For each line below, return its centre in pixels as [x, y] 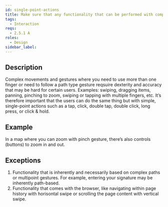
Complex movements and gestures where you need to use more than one [81, 79]
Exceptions [23, 160]
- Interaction [24, 24]
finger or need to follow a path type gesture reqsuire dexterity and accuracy [83, 85]
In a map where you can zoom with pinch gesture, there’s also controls [78, 139]
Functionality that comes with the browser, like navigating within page [84, 188]
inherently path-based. [36, 183]
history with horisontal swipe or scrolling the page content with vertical [85, 194]
